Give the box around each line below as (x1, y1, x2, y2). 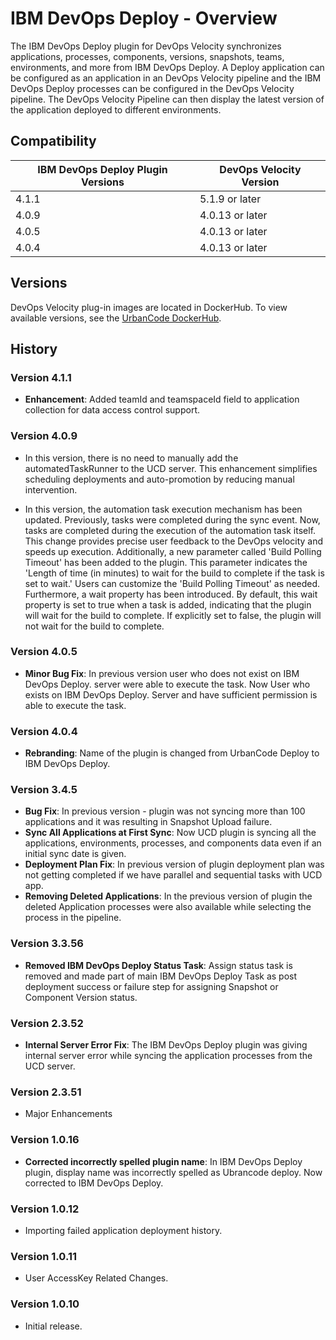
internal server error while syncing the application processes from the (24, 1050, 313, 1062)
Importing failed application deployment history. (24, 1224, 223, 1236)
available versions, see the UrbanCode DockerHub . (10, 312, 222, 324)
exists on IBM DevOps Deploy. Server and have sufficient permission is (24, 688, 318, 701)
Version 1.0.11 (10, 1249, 77, 1263)
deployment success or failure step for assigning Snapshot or (24, 980, 279, 992)
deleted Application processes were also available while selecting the (24, 901, 312, 913)
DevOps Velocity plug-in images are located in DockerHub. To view (10, 301, 288, 313)
